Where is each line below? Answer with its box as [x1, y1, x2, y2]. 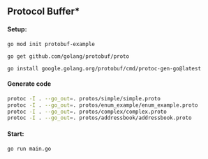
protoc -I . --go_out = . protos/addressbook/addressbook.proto [7, 114, 192, 121]
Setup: [7, 24, 27, 33]
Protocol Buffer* [7, 6, 80, 17]
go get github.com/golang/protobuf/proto [7, 52, 130, 60]
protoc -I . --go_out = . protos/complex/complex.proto [7, 108, 168, 115]
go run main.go [7, 145, 52, 152]
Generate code [7, 79, 52, 88]
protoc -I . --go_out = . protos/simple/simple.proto [7, 95, 161, 102]
